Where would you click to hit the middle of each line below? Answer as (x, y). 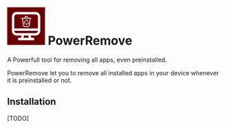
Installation (32, 102)
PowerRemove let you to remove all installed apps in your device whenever (113, 73)
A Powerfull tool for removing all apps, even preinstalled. (87, 60)
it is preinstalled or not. (39, 80)
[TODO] (18, 118)
